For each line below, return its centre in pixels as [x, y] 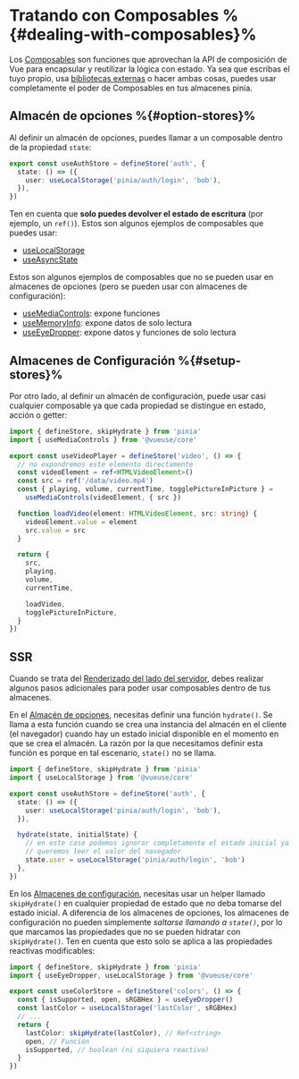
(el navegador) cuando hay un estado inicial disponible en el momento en [144, 734]
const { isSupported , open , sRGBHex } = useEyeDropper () [125, 1000]
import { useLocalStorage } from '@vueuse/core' [101, 777]
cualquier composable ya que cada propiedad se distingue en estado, [137, 405]
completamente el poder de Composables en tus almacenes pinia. [131, 88]
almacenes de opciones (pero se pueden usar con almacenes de [129, 286]
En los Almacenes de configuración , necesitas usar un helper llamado [137, 893]
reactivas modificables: [52, 950]
